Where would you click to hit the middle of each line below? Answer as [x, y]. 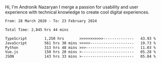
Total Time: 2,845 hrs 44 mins [37, 30]
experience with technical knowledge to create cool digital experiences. [77, 12]
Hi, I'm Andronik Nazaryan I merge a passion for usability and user [72, 7]
